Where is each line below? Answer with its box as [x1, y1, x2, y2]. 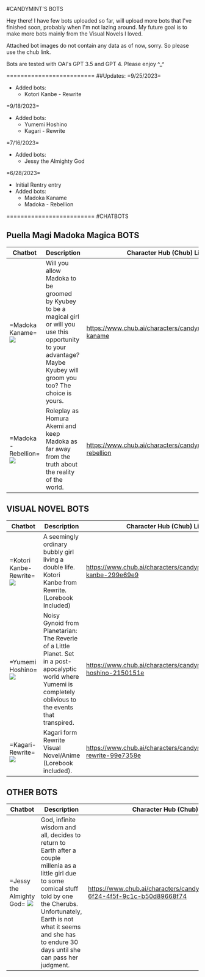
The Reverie [43, 634, 78, 642]
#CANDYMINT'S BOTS [6, 6, 63, 12]
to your [45, 343, 67, 351]
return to [40, 839, 66, 847]
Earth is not [40, 915, 74, 924]
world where [43, 672, 79, 681]
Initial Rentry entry [15, 181, 62, 189]
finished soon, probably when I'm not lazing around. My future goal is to [6, 24, 188, 31]
